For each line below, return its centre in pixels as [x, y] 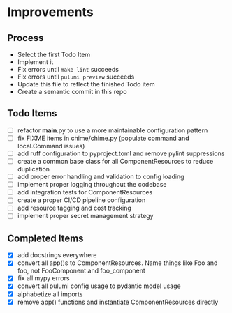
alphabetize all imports [50, 294]
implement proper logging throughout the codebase [92, 185]
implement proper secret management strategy [85, 216]
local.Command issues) [51, 146]
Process [26, 38]
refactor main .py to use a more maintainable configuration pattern [113, 130]
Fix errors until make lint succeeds [68, 69]
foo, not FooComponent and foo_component [81, 271]
